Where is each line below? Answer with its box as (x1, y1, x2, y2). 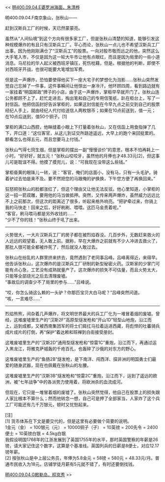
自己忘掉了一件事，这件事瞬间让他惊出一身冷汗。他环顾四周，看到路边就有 (9, 83, 160, 88)
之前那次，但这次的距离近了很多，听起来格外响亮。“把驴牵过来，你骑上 (13, 198, 158, 204)
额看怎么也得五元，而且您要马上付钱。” (5, 137, 82, 142)
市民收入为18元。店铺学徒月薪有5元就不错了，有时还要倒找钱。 (9, 461, 137, 467)
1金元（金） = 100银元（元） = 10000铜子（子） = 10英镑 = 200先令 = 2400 (5, 425, 158, 430)
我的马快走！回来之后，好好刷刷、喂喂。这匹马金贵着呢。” (5, 204, 121, 210)
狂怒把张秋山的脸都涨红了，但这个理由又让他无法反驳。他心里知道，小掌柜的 (5, 186, 160, 192)
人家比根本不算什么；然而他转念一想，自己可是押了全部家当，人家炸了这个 (5, 396, 156, 401)
